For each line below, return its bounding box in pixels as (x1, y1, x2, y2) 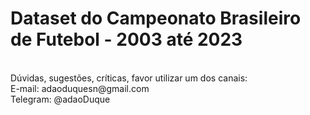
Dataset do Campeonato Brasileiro (10, 7, 302, 30)
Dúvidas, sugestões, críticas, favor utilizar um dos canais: (10, 72, 248, 84)
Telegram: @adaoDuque (10, 93, 111, 105)
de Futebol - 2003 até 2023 (10, 28, 243, 51)
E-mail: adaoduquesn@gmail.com (10, 82, 150, 94)
